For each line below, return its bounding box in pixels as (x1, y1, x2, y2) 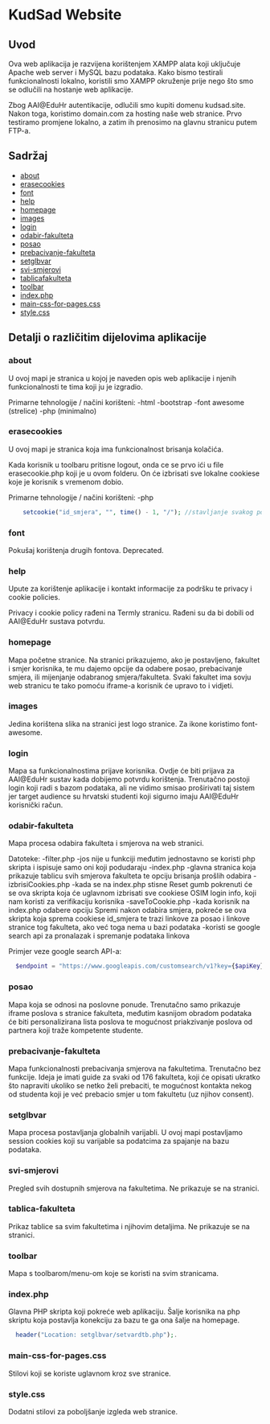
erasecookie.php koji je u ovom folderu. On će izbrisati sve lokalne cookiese (8, 468, 260, 478)
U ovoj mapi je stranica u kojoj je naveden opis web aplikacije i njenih (8, 373, 237, 383)
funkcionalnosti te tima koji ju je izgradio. (8, 382, 143, 391)
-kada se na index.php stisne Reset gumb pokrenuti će (72, 880, 253, 889)
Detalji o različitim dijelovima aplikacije (8, 331, 207, 345)
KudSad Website (8, 6, 122, 24)
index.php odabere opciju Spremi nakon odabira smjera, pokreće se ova (8, 906, 247, 915)
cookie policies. (8, 592, 60, 602)
